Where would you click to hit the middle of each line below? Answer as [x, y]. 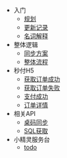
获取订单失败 [42, 88]
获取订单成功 [42, 79]
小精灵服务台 [31, 139]
